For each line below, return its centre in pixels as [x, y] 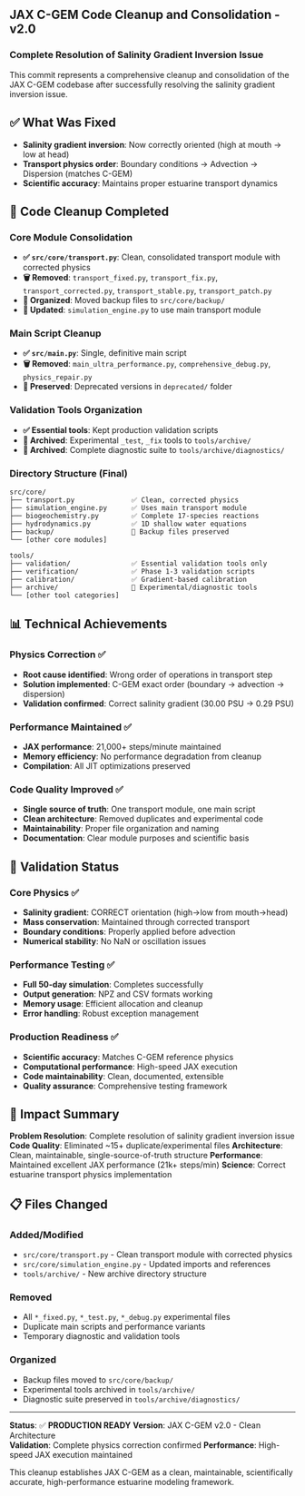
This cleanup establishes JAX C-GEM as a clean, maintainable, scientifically [151, 1472]
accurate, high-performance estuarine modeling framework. [122, 1481]
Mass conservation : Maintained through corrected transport [136, 922]
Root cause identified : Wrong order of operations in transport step [148, 674]
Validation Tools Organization [76, 410]
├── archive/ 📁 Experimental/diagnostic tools [133, 588]
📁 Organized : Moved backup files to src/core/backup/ [123, 300]
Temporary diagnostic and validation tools [101, 1336]
